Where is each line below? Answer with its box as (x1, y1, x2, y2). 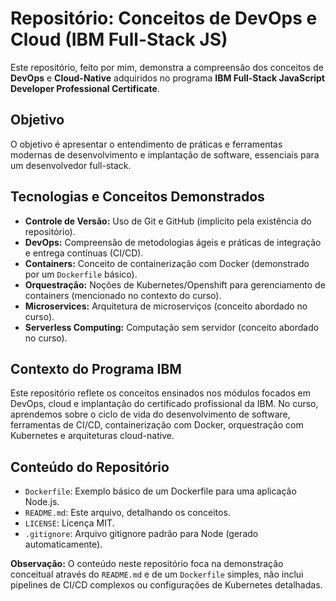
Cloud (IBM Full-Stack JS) (10, 28, 228, 51)
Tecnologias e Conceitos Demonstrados (10, 188, 265, 206)
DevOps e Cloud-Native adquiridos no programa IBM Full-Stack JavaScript (10, 72, 325, 84)
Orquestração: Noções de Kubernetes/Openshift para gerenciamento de (24, 278, 326, 291)
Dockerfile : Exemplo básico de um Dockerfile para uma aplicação (24, 485, 297, 497)
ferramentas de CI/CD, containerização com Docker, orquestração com (10, 419, 304, 431)
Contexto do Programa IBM (10, 360, 182, 377)
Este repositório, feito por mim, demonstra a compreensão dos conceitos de (10, 61, 324, 73)
